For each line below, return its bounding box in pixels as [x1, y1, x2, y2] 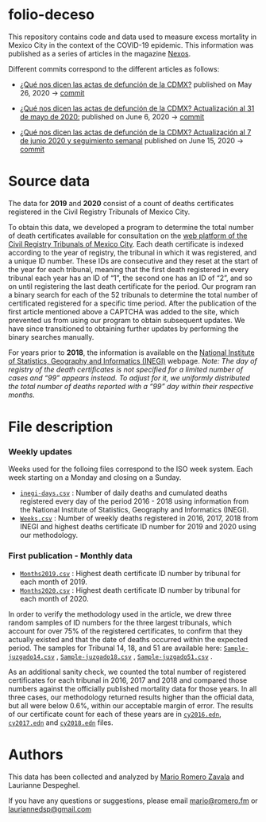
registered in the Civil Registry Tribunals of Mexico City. [8, 207, 191, 216]
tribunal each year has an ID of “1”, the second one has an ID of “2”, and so [8, 273, 253, 282]
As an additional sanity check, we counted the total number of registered [8, 667, 247, 676]
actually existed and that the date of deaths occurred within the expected [8, 634, 249, 644]
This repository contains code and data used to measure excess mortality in [8, 32, 257, 41]
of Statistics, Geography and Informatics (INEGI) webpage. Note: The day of [8, 356, 258, 365]
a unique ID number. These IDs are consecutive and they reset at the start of [8, 256, 259, 266]
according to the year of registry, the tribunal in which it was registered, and [8, 247, 256, 257]
